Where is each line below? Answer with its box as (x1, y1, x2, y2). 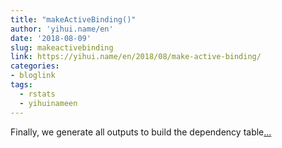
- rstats (19, 89, 56, 99)
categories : (10, 61, 60, 71)
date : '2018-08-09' (10, 33, 92, 43)
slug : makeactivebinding (10, 42, 114, 53)
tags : (10, 80, 33, 90)
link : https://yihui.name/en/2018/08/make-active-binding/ (10, 52, 262, 62)
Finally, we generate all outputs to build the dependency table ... (10, 126, 272, 138)
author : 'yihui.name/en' (10, 24, 114, 34)
